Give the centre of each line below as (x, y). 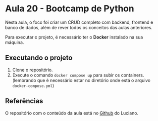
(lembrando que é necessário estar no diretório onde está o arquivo (81, 80)
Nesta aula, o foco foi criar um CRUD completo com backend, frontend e (79, 22)
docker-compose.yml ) (33, 85)
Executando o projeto (39, 58)
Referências (24, 101)
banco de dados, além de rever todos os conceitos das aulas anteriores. (79, 27)
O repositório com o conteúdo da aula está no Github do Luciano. (72, 113)
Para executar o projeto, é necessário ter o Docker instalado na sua (74, 37)
